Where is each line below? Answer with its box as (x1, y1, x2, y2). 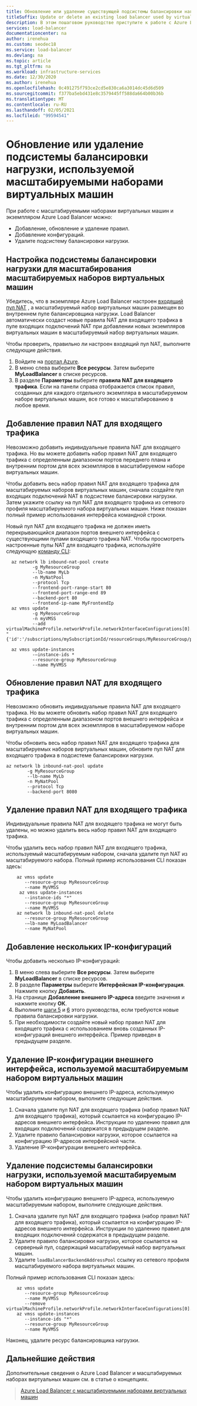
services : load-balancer (6, 25, 67, 31)
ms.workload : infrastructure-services (6, 69, 101, 75)
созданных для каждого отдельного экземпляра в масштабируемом (14, 389, 188, 396)
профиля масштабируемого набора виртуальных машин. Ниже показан (6, 505, 186, 512)
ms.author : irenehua (6, 80, 57, 86)
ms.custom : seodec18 (6, 42, 57, 48)
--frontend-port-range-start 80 (32, 585, 111, 591)
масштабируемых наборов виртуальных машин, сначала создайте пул (6, 486, 184, 493)
